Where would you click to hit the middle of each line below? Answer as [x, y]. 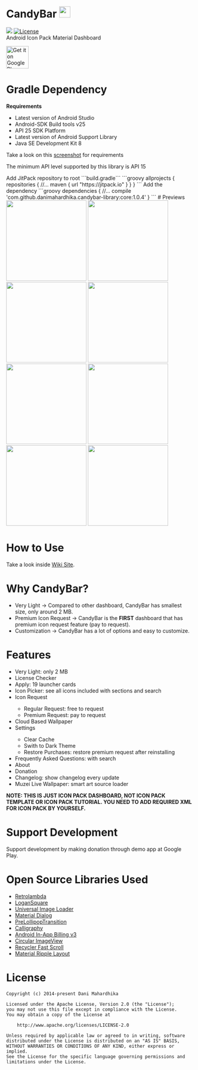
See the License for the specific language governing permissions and [96, 1057]
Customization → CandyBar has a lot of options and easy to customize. [102, 631]
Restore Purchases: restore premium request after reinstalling [99, 752]
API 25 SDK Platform [40, 130]
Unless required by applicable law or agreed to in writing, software [96, 1036]
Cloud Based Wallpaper [44, 721]
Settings [25, 727]
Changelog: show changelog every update [67, 777]
